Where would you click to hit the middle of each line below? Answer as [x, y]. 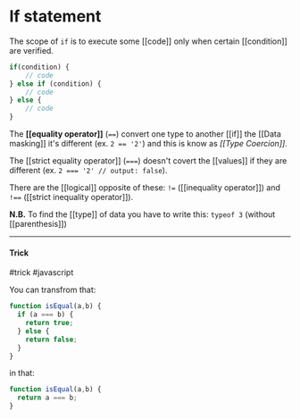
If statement [55, 17]
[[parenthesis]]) [38, 224]
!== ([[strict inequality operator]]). [71, 197]
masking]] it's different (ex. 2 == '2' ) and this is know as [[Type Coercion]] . [148, 144]
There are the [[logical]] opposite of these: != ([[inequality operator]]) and [145, 188]
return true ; [50, 323]
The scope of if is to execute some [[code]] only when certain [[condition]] [148, 41]
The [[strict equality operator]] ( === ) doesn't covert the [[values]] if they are [148, 161]
